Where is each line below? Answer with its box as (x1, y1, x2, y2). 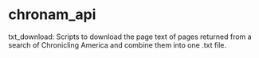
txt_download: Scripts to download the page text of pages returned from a (8, 32, 253, 41)
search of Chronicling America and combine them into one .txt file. (8, 40, 227, 49)
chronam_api (8, 6, 96, 24)
